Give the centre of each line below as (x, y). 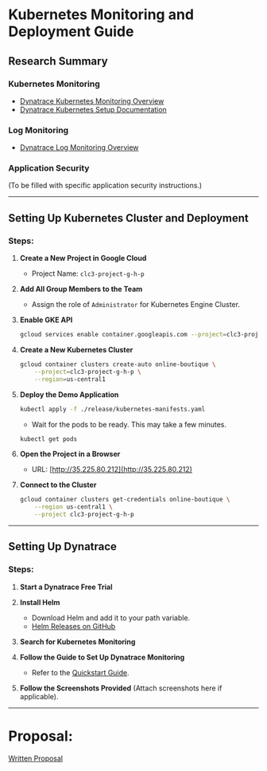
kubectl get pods (48, 439)
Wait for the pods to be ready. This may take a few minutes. (129, 424)
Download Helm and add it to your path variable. (111, 618)
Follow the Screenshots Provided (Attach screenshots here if (121, 688)
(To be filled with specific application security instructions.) (105, 186)
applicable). (39, 696)
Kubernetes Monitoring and (101, 15)
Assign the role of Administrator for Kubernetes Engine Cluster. (136, 305)
